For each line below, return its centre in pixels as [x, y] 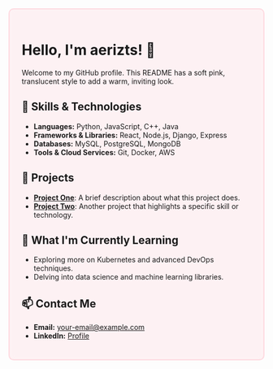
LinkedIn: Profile [61, 336]
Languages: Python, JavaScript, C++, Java [106, 126]
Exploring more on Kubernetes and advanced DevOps [124, 260]
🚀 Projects [48, 178]
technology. [54, 215]
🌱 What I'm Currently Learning [100, 240]
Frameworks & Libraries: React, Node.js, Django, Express [130, 135]
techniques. [53, 268]
